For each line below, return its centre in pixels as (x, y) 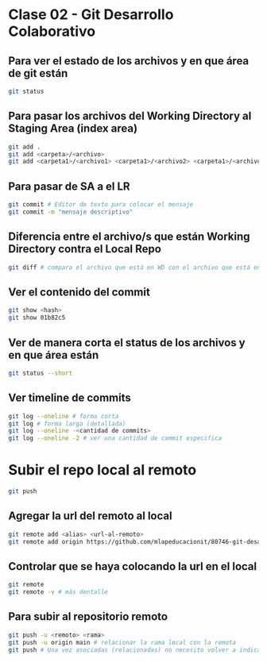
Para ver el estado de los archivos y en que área (129, 61)
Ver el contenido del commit (79, 292)
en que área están (54, 355)
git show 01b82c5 (37, 318)
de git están (38, 73)
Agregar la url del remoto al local (90, 516)
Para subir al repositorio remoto (88, 617)
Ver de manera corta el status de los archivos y (127, 343)
